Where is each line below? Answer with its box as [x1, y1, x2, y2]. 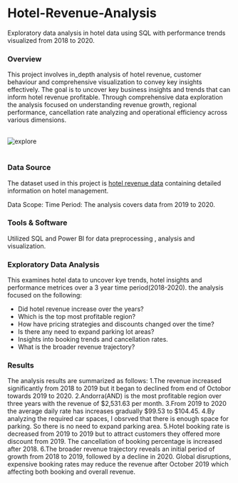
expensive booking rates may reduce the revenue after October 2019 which [7, 460, 229, 469]
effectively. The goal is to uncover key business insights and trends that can [7, 86, 231, 94]
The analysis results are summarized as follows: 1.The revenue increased [7, 377, 222, 385]
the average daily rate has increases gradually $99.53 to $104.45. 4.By [7, 407, 215, 415]
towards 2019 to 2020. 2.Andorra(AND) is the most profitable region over [7, 392, 222, 400]
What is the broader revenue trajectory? [17, 342, 135, 351]
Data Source [7, 163, 51, 173]
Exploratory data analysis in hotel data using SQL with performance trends [7, 29, 226, 37]
